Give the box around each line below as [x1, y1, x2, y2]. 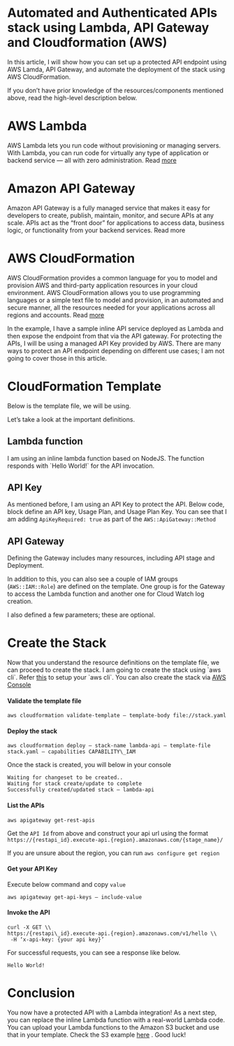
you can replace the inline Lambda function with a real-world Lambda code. [7, 1016, 226, 1024]
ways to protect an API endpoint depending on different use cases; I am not [7, 346, 225, 354]
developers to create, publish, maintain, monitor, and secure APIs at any [7, 211, 214, 220]
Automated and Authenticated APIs [7, 5, 218, 21]
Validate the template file [7, 696, 82, 705]
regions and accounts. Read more [7, 310, 105, 319]
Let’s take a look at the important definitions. [7, 415, 135, 424]
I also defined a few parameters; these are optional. [7, 610, 156, 619]
